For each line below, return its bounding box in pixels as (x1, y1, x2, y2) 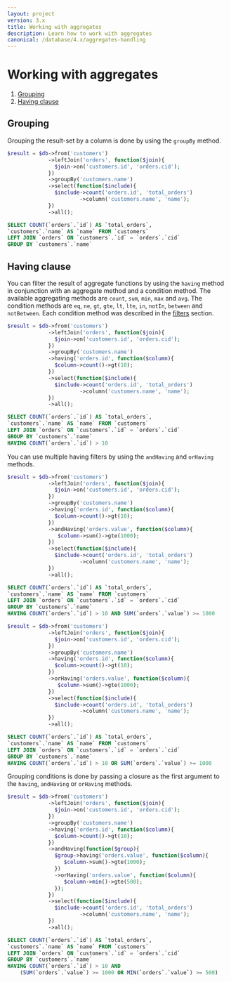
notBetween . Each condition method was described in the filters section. (7, 308, 214, 317)
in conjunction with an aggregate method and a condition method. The (7, 286, 211, 295)
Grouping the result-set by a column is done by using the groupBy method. (7, 136, 221, 145)
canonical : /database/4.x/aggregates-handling (7, 37, 146, 44)
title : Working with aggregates (7, 23, 102, 30)
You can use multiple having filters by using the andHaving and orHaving (7, 452, 214, 461)
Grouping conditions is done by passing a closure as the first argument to (7, 772, 220, 780)
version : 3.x (7, 17, 46, 24)
